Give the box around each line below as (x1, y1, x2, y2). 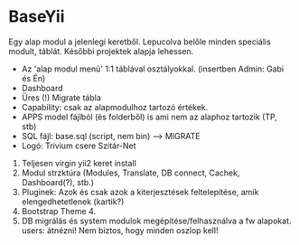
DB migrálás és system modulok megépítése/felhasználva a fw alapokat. (21, 215, 292, 226)
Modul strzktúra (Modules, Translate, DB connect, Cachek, (21, 167, 240, 178)
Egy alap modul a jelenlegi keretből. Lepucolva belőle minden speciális (8, 36, 272, 47)
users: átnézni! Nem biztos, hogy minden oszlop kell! (21, 224, 219, 236)
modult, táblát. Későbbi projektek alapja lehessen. (8, 45, 194, 56)
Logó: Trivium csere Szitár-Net (21, 140, 136, 151)
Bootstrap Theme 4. (21, 205, 97, 216)
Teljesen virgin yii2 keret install (21, 157, 136, 168)
